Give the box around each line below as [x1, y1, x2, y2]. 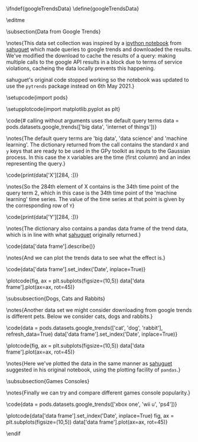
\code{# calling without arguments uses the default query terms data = [6, 117, 179, 124]
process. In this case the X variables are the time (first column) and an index [6, 154, 191, 161]
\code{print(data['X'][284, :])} [6, 171, 79, 179]
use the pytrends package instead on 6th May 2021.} [6, 82, 135, 90]
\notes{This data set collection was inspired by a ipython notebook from [6, 40, 182, 46]
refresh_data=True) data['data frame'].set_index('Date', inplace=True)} [6, 330, 178, 338]
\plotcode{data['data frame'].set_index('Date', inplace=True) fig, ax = [6, 412, 174, 419]
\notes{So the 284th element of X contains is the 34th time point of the [6, 183, 179, 190]
